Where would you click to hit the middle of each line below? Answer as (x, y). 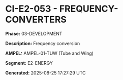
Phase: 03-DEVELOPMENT (34, 33)
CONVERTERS (36, 19)
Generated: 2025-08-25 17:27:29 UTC (45, 73)
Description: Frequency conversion (43, 43)
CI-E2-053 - (31, 9)
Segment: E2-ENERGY (29, 63)
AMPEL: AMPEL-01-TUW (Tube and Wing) (50, 53)
